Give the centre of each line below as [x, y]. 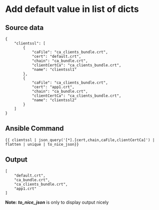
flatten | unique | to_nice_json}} [42, 144]
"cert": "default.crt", [56, 56]
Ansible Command [34, 128]
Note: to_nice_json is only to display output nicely [57, 202]
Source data [24, 28]
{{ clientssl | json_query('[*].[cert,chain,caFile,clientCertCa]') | [80, 140]
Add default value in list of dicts [72, 9]
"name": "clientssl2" [54, 100]
